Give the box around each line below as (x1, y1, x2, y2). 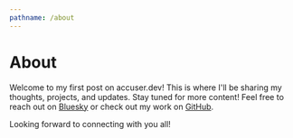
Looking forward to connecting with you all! (9, 118, 172, 129)
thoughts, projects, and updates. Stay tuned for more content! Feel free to (9, 91, 285, 102)
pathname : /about (9, 13, 75, 23)
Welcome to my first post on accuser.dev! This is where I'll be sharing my (9, 82, 282, 93)
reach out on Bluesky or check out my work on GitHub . (9, 101, 214, 112)
